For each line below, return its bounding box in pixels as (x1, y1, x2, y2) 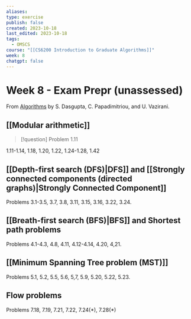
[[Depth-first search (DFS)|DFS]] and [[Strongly (6, 164, 185, 174)
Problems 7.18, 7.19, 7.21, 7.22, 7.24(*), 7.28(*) (6, 306, 116, 313)
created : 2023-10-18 (6, 25, 57, 31)
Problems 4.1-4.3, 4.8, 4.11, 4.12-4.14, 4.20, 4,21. (6, 240, 122, 248)
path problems (6, 225, 61, 235)
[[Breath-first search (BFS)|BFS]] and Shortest (6, 216, 181, 226)
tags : (6, 36, 20, 42)
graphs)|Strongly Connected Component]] (6, 183, 167, 193)
